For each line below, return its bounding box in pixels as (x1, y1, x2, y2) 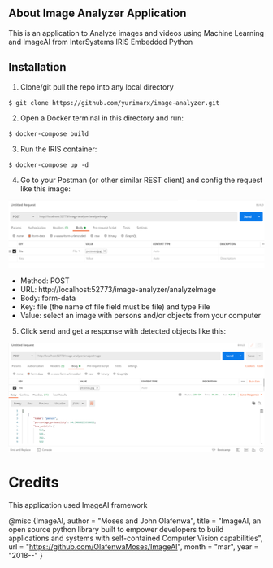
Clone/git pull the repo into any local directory (19, 81, 175, 92)
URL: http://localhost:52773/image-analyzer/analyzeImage (19, 285, 217, 294)
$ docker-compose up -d (8, 160, 89, 169)
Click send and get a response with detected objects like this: (19, 326, 227, 336)
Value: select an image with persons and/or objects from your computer (19, 311, 262, 320)
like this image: (19, 183, 71, 194)
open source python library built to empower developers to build (8, 525, 224, 534)
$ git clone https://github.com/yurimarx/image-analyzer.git (8, 98, 220, 107)
